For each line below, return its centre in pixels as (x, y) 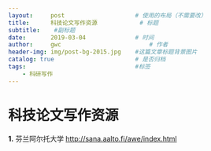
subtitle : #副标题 (42, 30)
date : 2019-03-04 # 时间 (81, 37)
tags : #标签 (80, 67)
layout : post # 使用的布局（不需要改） (107, 15)
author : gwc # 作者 (88, 45)
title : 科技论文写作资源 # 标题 (83, 23)
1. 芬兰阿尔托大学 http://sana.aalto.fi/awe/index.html (93, 138)
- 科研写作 (38, 74)
